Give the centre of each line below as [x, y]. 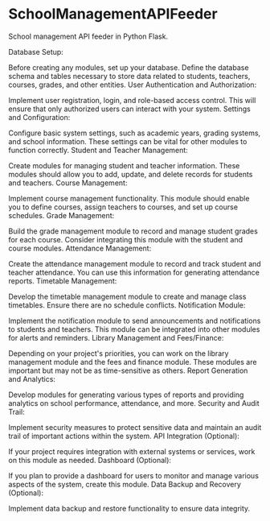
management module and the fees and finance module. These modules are [133, 362]
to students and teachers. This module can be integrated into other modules [134, 329]
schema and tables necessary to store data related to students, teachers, [129, 76]
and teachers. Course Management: [68, 183]
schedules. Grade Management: [61, 215]
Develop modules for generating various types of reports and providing [126, 395]
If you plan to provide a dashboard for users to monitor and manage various [134, 475]
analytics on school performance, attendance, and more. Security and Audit [134, 403]
